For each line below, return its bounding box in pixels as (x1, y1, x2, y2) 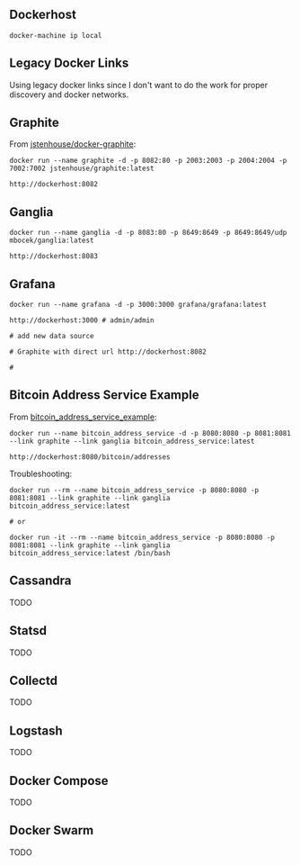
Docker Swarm (9, 823, 94, 838)
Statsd (9, 623, 48, 638)
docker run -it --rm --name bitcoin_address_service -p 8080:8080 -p (9, 533, 276, 542)
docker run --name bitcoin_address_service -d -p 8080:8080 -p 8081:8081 (9, 428, 292, 437)
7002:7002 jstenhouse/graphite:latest (9, 164, 154, 174)
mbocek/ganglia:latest (9, 236, 94, 246)
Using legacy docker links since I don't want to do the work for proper (9, 79, 268, 90)
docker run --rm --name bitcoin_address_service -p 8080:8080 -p (9, 485, 259, 494)
